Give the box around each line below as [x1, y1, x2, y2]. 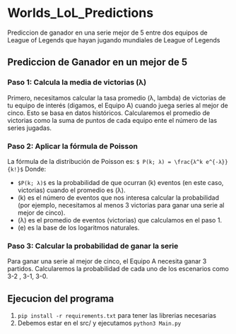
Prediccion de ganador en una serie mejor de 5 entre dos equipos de [7, 28, 208, 37]
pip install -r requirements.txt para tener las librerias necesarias [17, 311, 217, 320]
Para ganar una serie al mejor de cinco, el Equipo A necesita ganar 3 [7, 257, 207, 266]
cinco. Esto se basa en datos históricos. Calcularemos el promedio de [7, 108, 211, 117]
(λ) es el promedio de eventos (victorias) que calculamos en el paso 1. [17, 215, 223, 224]
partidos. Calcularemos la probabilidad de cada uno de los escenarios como [7, 265, 230, 273]
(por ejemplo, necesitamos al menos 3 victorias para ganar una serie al [17, 201, 225, 209]
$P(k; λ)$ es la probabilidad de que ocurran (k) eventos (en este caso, [17, 178, 224, 186]
